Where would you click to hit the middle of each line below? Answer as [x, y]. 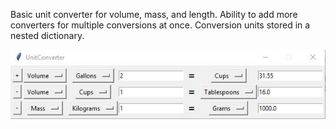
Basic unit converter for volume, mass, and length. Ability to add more [154, 14]
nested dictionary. [47, 35]
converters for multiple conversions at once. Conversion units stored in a [160, 25]
